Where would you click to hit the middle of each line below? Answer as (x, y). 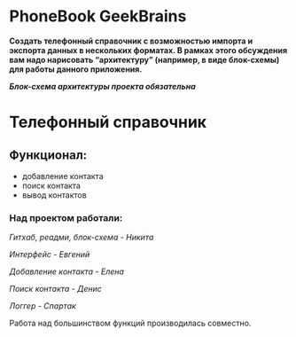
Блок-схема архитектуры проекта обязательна (103, 86)
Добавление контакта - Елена (66, 271)
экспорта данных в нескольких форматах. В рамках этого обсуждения (148, 50)
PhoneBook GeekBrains (98, 16)
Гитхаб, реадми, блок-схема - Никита (82, 238)
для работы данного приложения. (76, 69)
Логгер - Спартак (43, 306)
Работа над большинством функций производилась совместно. (130, 323)
